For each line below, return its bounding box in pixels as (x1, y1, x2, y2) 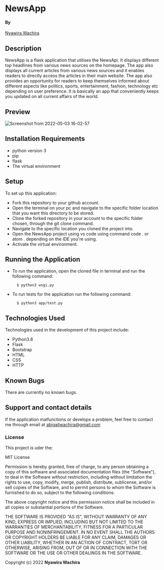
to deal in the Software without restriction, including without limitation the (5, 474, 152, 480)
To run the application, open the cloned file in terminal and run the (12, 268, 145, 274)
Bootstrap (12, 347, 32, 353)
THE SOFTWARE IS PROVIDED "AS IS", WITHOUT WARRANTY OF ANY (5, 514, 147, 520)
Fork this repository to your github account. (12, 199, 100, 205)
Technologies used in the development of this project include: (5, 327, 129, 333)
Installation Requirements (5, 135, 85, 143)
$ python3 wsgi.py (17, 283, 54, 288)
